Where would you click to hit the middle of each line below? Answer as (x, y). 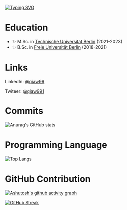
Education (27, 28)
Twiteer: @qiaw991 (25, 91)
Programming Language (56, 145)
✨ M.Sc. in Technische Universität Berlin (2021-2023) (67, 41)
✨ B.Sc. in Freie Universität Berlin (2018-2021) (60, 47)
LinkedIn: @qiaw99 (25, 81)
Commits (24, 111)
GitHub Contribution (48, 179)
